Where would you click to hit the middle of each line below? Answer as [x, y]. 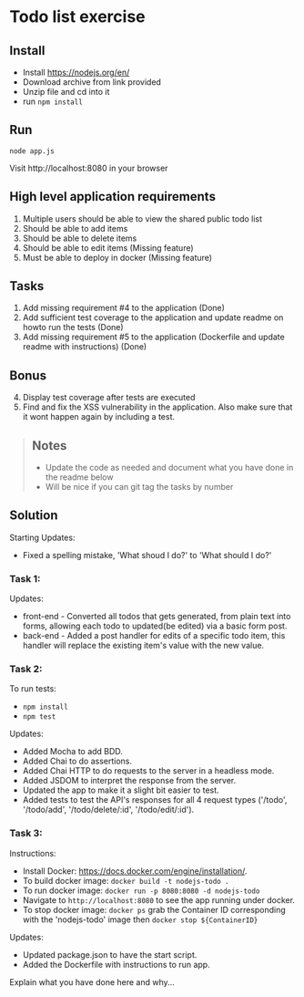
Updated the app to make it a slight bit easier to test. [121, 790]
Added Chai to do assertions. [77, 761]
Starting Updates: [42, 537]
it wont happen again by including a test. [99, 417]
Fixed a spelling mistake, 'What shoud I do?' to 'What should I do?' [147, 555]
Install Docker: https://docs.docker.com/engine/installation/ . [135, 871]
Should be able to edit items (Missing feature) [108, 247]
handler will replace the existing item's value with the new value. [143, 646]
